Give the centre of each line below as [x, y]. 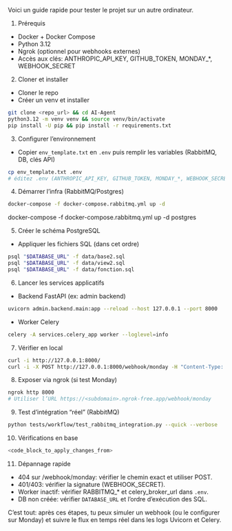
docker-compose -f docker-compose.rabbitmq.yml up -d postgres [102, 217]
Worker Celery [38, 322]
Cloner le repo [38, 93]
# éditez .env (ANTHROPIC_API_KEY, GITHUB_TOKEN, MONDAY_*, [96, 179]
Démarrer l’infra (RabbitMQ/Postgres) [71, 192]
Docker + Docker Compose [56, 37]
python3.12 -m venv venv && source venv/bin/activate [87, 119]
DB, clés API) [36, 159]
